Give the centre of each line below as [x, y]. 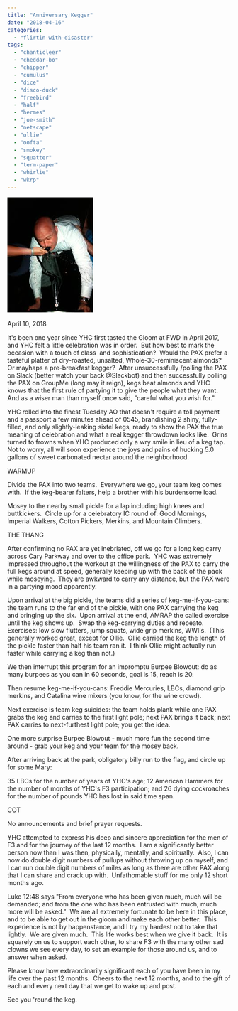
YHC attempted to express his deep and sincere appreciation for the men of [118, 837]
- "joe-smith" [34, 120]
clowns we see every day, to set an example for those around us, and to [112, 949]
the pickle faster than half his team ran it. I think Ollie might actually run [112, 645]
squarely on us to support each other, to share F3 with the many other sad [116, 941]
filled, [16, 427]
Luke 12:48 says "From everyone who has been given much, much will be [114, 897]
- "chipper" [32, 68]
